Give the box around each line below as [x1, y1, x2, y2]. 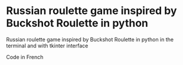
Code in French [6, 53, 44, 60]
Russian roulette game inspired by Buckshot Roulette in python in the [6, 36, 174, 43]
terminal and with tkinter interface [6, 42, 89, 49]
